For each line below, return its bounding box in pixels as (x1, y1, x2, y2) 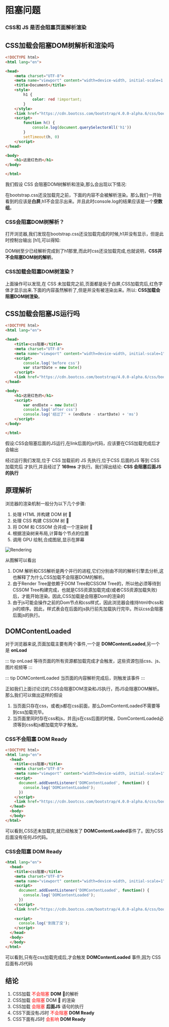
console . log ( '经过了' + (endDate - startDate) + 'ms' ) (23, 412, 138, 417)
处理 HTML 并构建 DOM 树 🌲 (12, 511, 72, 517)
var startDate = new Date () (23, 365, 82, 370)
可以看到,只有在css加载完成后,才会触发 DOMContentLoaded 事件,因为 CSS (5, 954, 161, 960)
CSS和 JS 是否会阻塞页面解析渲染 (5, 24, 87, 31)
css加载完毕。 (17, 709, 47, 715)
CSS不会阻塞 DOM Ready (5, 736, 67, 743)
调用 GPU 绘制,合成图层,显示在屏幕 (12, 536, 84, 542)
